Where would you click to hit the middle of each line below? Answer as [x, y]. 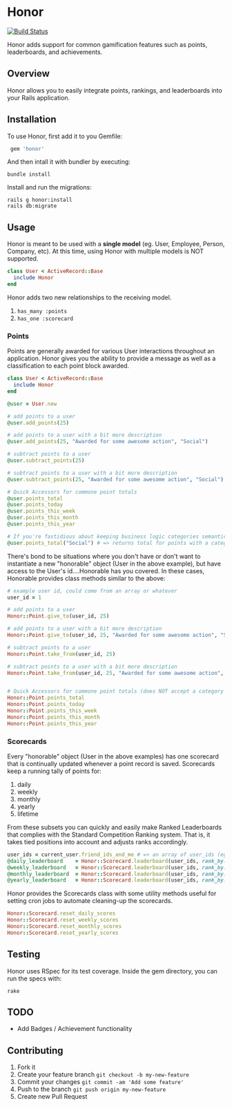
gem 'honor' [27, 149]
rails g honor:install [40, 200]
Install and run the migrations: [49, 187]
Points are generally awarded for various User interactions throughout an [111, 351]
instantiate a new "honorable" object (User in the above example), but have [114, 564]
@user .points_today [35, 505]
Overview [29, 74]
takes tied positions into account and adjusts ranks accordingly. [98, 841]
